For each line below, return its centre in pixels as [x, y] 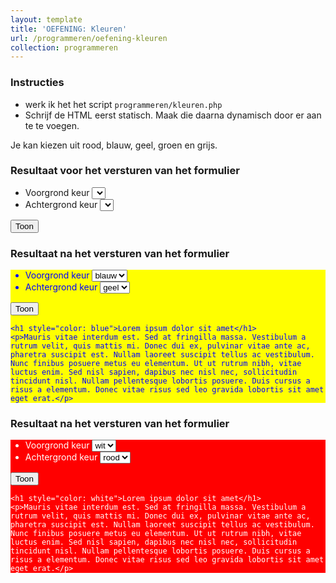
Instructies [37, 83]
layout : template [46, 19]
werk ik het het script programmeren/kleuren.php [123, 104]
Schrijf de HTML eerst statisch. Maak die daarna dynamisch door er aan [173, 115]
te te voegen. [52, 125]
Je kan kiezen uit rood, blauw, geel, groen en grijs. [114, 145]
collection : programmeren [64, 47]
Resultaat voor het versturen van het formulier [125, 171]
